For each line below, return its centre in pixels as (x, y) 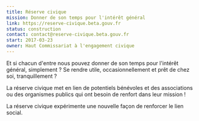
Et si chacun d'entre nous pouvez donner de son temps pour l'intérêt (93, 63)
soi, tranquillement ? (32, 76)
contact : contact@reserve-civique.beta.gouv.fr (68, 35)
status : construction (34, 29)
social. (15, 112)
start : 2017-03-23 (30, 40)
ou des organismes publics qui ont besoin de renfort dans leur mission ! (96, 94)
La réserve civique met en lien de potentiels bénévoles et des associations (100, 88)
